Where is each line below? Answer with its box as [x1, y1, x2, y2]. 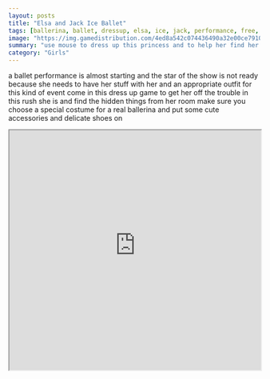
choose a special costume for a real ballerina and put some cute [8, 105, 220, 114]
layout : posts [8, 11, 56, 20]
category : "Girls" [8, 49, 69, 57]
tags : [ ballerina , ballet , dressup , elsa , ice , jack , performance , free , [8, 26, 260, 34]
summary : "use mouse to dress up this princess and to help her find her [8, 42, 260, 50]
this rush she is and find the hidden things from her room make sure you [8, 97, 246, 106]
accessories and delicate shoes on [8, 114, 123, 122]
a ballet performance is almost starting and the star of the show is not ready [8, 71, 258, 80]
